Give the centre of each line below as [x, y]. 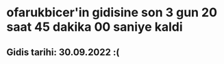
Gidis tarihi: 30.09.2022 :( [63, 52]
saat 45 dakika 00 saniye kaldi [95, 27]
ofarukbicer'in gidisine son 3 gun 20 [112, 13]
